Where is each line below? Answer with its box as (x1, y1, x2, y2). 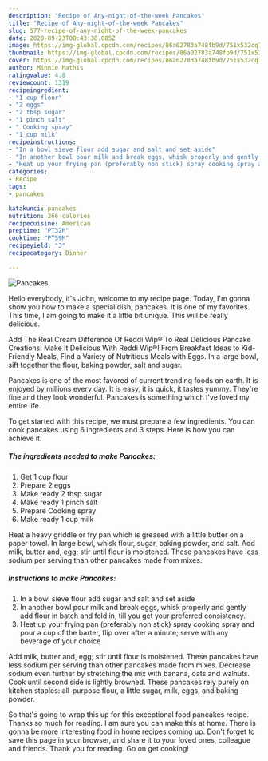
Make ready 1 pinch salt (19, 497, 98, 507)
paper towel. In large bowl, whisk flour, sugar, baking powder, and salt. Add (8, 538, 255, 548)
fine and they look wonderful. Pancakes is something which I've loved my (8, 392, 250, 402)
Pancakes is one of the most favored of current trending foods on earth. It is (8, 375, 258, 384)
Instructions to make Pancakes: (8, 573, 116, 584)
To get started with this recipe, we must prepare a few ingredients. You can (8, 416, 255, 426)
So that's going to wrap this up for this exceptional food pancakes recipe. (8, 709, 250, 719)
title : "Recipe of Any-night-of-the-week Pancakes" (8, 19, 183, 27)
